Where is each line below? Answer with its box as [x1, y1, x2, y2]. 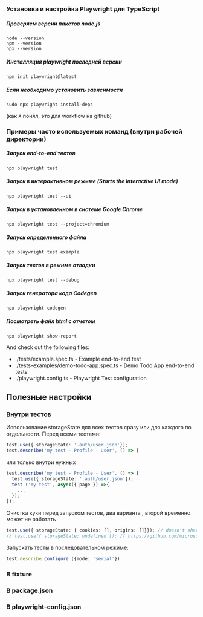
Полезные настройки [6, 392, 92, 402]
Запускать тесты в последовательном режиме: [6, 544, 129, 551]
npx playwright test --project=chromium [6, 221, 110, 227]
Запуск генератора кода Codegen [6, 290, 97, 297]
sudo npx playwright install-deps [6, 102, 94, 108]
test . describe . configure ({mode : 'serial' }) [6, 555, 120, 561]
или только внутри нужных [6, 459, 76, 466]
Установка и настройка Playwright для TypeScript [6, 5, 160, 13]
